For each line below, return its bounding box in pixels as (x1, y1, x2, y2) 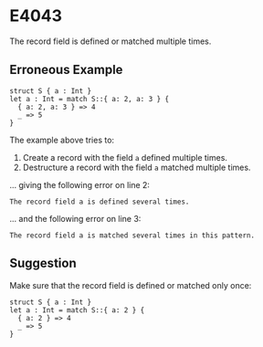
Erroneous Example (9, 62, 123, 78)
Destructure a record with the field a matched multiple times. (22, 162, 251, 173)
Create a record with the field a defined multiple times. (22, 152, 228, 163)
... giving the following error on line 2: (9, 179, 151, 190)
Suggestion (9, 256, 77, 271)
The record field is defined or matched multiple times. (9, 36, 212, 47)
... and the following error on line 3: (9, 213, 142, 224)
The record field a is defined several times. (9, 197, 190, 206)
